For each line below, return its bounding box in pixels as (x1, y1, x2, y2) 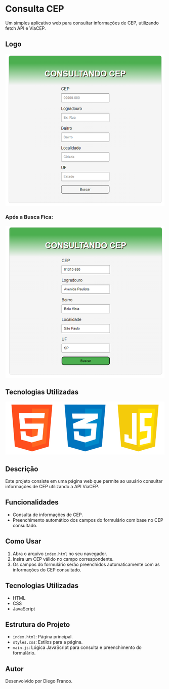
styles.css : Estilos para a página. (12, 639, 83, 645)
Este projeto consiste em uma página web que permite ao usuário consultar (5, 478, 163, 484)
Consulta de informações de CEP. (12, 512, 83, 518)
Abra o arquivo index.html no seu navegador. (12, 551, 107, 557)
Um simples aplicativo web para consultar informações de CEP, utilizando (5, 20, 159, 26)
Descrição (5, 464, 38, 473)
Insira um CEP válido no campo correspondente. (12, 556, 114, 562)
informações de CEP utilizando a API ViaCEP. (5, 484, 100, 490)
